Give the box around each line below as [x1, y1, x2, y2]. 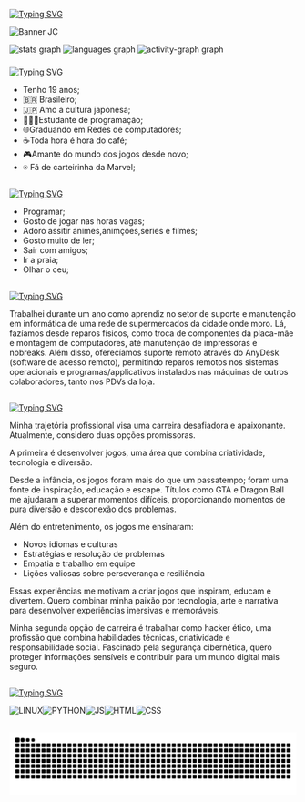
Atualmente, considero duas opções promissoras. [9, 430, 196, 441]
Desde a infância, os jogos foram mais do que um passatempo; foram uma [9, 474, 289, 486]
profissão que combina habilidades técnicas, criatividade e [9, 633, 230, 644]
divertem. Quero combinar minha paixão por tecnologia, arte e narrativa [9, 595, 279, 606]
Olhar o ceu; [22, 264, 70, 275]
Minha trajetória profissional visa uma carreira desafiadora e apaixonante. [9, 420, 286, 431]
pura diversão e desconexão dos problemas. [9, 503, 178, 514]
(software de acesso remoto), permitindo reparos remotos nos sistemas [9, 356, 280, 368]
